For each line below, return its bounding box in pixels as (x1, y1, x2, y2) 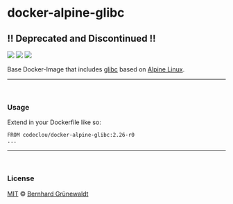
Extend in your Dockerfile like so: (7, 118, 102, 126)
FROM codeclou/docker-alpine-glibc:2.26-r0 (7, 132, 135, 139)
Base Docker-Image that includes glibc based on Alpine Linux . (7, 65, 185, 74)
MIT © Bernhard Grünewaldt (7, 189, 89, 198)
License (7, 173, 35, 183)
